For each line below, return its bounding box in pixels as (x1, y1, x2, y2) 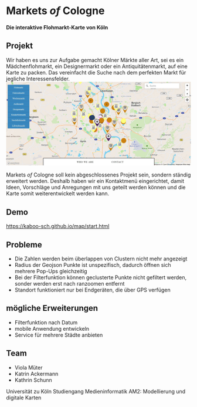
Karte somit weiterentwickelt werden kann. (6, 190, 110, 197)
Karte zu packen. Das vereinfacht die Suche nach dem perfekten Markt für (6, 69, 186, 76)
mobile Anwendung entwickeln (14, 325, 90, 332)
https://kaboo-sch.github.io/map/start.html (6, 223, 110, 230)
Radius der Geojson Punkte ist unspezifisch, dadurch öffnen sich (14, 262, 171, 269)
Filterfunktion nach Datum (14, 318, 78, 326)
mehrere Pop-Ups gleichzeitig (14, 268, 87, 275)
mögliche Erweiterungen (6, 303, 98, 313)
